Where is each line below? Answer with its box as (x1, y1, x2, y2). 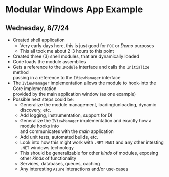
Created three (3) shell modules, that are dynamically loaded (12, 53, 139, 59)
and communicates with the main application (20, 128, 114, 135)
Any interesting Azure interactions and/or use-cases (20, 166, 129, 172)
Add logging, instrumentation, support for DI (20, 112, 112, 118)
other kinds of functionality (20, 155, 77, 161)
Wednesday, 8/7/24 (5, 24, 69, 32)
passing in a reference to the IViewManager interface (12, 75, 121, 80)
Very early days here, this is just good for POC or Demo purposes (20, 42, 154, 49)
